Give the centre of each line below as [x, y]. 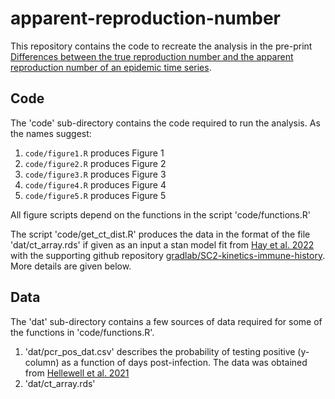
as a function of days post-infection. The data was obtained [184, 362]
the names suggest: [51, 133]
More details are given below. [71, 266]
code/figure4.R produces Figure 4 [95, 184]
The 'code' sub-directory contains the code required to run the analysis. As [165, 123]
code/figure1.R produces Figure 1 [94, 153]
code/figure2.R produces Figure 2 [95, 163]
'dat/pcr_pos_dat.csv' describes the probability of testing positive [160, 351]
